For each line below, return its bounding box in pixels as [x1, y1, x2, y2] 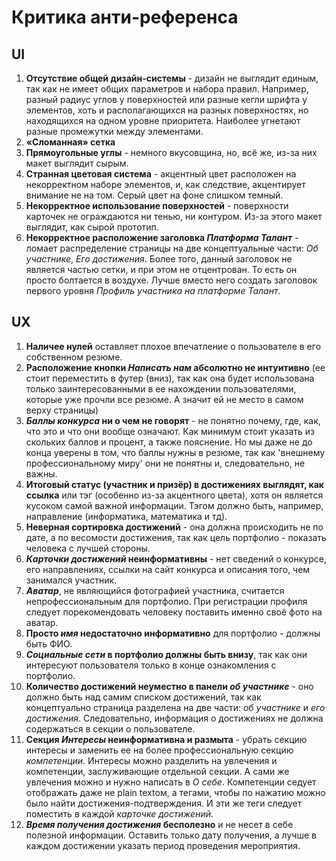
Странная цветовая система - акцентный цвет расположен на [25, 168, 297, 180]
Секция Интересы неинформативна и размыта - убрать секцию [25, 733, 308, 745]
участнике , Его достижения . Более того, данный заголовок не [25, 253, 293, 265]
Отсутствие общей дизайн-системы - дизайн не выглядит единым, [25, 72, 319, 84]
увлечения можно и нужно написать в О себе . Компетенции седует [25, 776, 317, 788]
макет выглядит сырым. [25, 157, 129, 169]
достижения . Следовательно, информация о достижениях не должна [25, 712, 324, 724]
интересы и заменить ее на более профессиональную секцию [25, 744, 294, 756]
